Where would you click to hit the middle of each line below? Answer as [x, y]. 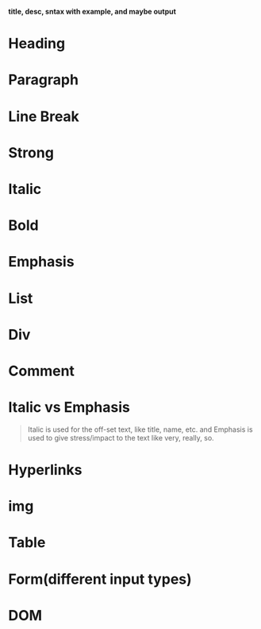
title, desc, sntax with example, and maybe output [92, 12]
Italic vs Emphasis [69, 408]
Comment [42, 371]
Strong [31, 152]
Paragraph [44, 80]
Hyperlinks [45, 470]
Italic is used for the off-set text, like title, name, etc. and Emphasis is [140, 429]
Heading [37, 44]
